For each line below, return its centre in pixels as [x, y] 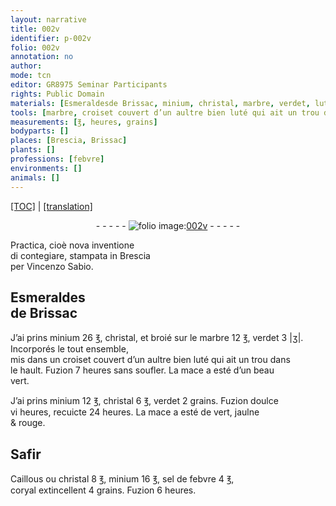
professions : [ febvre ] [57, 159]
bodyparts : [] [40, 131]
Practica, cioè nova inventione [72, 245]
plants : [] [33, 150]
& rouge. [28, 423]
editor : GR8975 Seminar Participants [89, 85]
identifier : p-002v [51, 38]
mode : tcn [31, 76]
